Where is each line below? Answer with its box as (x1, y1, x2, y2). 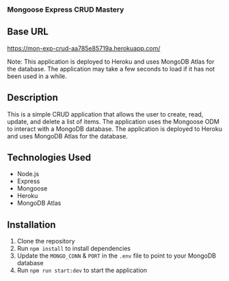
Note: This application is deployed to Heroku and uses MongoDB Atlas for (7, 57, 215, 66)
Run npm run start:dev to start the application (16, 266, 147, 275)
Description (7, 92, 58, 103)
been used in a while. (7, 72, 67, 80)
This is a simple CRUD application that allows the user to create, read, (7, 110, 204, 118)
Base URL (7, 26, 49, 38)
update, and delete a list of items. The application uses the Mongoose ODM (7, 117, 220, 125)
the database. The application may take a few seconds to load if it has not (7, 64, 215, 73)
